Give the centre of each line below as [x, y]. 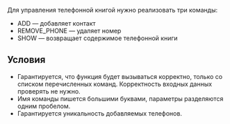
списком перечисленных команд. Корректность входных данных [115, 84]
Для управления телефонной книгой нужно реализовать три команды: [113, 10]
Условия [26, 60]
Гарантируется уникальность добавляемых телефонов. [100, 113]
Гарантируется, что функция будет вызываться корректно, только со [120, 76]
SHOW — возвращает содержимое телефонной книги [98, 38]
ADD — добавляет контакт [56, 23]
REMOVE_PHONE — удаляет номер [69, 31]
